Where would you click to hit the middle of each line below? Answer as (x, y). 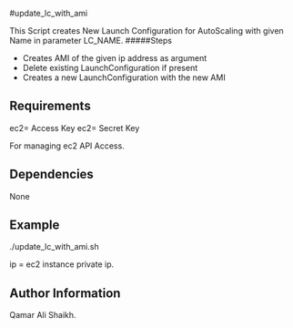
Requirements (50, 106)
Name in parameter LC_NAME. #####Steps (91, 41)
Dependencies (51, 174)
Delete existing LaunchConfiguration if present (110, 68)
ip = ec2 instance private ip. (62, 264)
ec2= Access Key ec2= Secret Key (75, 128)
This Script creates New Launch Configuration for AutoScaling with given (146, 31)
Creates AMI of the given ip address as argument (115, 58)
